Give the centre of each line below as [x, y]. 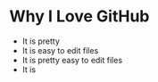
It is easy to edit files [60, 50]
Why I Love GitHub [79, 16]
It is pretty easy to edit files [72, 60]
